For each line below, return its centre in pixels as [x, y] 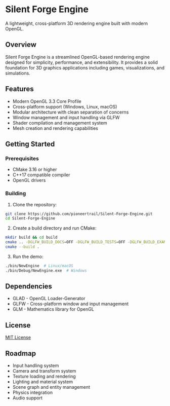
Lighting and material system [43, 382]
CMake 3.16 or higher [35, 170]
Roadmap [21, 353]
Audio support [28, 398]
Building [16, 194]
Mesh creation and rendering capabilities [55, 128]
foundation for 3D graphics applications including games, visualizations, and [85, 67]
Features [19, 89]
